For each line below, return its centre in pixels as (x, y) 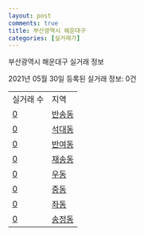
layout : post (30, 16)
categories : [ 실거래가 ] (45, 38)
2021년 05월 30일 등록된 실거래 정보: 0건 (72, 79)
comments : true (33, 23)
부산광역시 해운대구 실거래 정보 (56, 62)
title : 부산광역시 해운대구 (47, 30)
